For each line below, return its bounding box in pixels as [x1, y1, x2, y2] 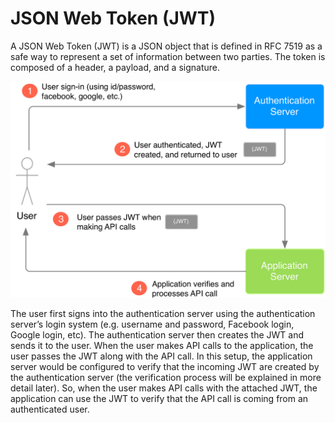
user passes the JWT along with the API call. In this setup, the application [10, 350, 313, 362]
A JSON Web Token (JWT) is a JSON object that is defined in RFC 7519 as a [10, 40, 323, 52]
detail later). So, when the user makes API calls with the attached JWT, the [10, 382, 318, 394]
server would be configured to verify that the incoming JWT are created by [10, 361, 320, 373]
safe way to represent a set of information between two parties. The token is [10, 50, 326, 62]
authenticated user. [10, 403, 90, 416]
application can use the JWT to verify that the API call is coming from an [10, 393, 309, 405]
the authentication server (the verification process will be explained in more [10, 372, 322, 384]
